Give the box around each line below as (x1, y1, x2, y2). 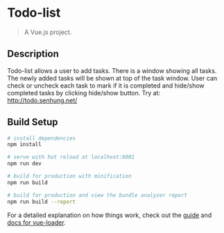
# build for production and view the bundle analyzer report (7, 191, 188, 199)
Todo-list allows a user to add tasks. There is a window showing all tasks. (7, 66, 217, 74)
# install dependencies (7, 134, 76, 142)
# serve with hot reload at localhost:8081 (7, 154, 135, 161)
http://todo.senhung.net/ (7, 96, 78, 104)
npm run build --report (7, 198, 76, 205)
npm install (7, 141, 42, 148)
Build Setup (7, 116, 58, 128)
